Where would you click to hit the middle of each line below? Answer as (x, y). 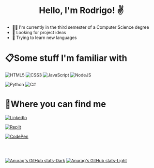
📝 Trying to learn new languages (44, 37)
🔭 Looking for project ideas (39, 32)
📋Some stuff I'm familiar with (66, 58)
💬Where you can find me (56, 104)
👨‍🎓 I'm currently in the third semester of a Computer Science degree (80, 27)
